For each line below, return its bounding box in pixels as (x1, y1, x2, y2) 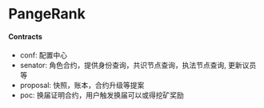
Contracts (8, 31, 42, 41)
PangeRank (8, 5, 86, 23)
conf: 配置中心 (19, 50, 68, 60)
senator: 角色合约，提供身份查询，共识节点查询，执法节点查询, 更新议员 (19, 61, 257, 70)
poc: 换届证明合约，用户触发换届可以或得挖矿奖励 (19, 90, 184, 100)
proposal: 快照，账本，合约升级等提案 (19, 81, 145, 90)
